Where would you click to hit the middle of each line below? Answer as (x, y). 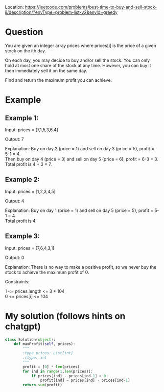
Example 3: (23, 236)
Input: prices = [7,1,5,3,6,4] (32, 130)
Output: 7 (14, 139)
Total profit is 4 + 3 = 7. (29, 164)
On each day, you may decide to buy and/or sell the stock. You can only (78, 60)
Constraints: (17, 281)
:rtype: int (35, 358)
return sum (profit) (43, 385)
